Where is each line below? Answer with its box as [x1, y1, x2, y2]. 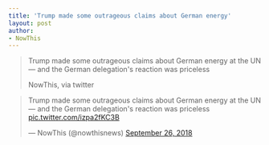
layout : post [8, 19, 52, 27]
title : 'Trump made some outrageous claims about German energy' [8, 11, 231, 20]
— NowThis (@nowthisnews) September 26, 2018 [27, 128, 193, 138]
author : [8, 26, 35, 34]
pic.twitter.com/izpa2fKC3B [27, 113, 120, 123]
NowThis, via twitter [27, 80, 95, 90]
